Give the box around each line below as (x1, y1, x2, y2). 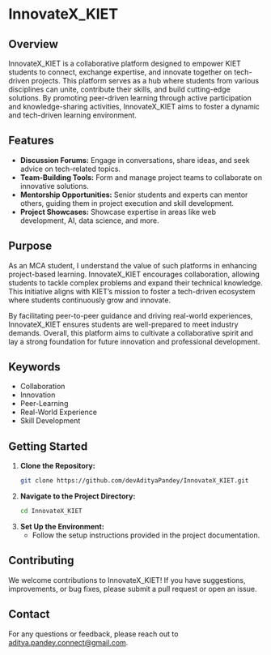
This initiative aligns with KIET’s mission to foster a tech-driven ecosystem (8, 286, 256, 296)
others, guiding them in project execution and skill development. (19, 198, 235, 208)
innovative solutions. (19, 181, 89, 191)
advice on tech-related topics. (19, 164, 121, 173)
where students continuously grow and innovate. (8, 295, 171, 305)
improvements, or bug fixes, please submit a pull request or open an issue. (8, 584, 257, 593)
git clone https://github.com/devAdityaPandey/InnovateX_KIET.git (19, 477, 249, 485)
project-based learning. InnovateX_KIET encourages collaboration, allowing (8, 269, 260, 279)
